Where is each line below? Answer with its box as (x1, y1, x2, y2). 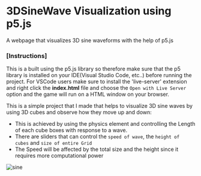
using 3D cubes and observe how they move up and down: (6, 109, 152, 116)
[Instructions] (6, 51, 47, 60)
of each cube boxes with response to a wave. (14, 127, 128, 134)
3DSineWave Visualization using (6, 4, 172, 18)
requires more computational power (14, 152, 104, 159)
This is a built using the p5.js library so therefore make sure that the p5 (6, 65, 181, 72)
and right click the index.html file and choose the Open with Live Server (6, 84, 187, 92)
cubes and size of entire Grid (14, 139, 92, 147)
